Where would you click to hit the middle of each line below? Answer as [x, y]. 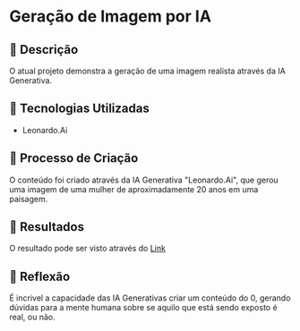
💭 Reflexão [40, 276]
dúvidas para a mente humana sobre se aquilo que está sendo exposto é [143, 308]
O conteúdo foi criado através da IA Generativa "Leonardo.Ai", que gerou [144, 180]
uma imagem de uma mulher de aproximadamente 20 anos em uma [134, 189]
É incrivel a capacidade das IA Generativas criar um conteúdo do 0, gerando [150, 298]
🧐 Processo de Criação [74, 158]
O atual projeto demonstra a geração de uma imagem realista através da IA [148, 71]
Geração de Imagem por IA [111, 17]
